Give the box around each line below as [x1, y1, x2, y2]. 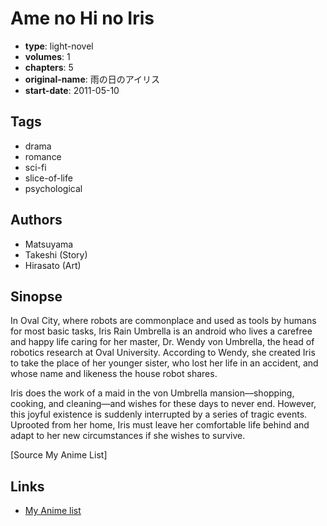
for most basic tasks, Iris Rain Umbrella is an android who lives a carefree [10, 325, 313, 337]
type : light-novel [24, 40, 94, 52]
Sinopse [10, 288, 63, 305]
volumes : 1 [24, 50, 71, 62]
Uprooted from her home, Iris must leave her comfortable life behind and [10, 419, 310, 431]
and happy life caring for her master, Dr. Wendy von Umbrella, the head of [10, 336, 315, 348]
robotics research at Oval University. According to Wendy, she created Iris [10, 347, 316, 359]
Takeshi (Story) [24, 248, 88, 261]
